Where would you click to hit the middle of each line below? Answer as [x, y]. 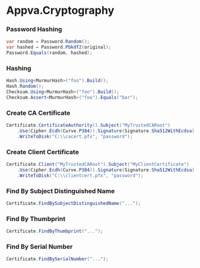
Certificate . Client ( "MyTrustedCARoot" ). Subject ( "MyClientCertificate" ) [98, 165]
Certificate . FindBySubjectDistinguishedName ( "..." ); [74, 204]
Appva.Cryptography [60, 11]
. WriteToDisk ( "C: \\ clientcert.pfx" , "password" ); [80, 175]
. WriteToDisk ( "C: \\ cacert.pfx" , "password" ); [75, 136]
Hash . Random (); [25, 87]
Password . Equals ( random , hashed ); [50, 53]
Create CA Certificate [38, 113]
